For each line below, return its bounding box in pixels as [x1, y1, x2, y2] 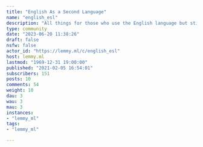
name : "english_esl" [6, 14, 59, 20]
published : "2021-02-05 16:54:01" [6, 64, 94, 71]
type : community [6, 25, 47, 32]
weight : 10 [6, 87, 34, 93]
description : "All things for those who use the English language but [6, 20, 188, 26]
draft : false [6, 37, 39, 43]
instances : [6, 110, 34, 116]
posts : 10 [6, 76, 31, 82]
